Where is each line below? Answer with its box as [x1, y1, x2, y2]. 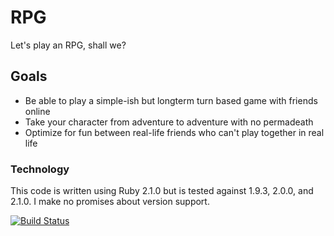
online [24, 105, 51, 117]
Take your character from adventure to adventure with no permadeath [24, 116, 314, 128]
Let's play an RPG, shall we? [10, 39, 127, 51]
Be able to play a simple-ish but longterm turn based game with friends [24, 94, 318, 106]
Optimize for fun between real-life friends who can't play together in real [24, 126, 325, 138]
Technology [10, 162, 70, 176]
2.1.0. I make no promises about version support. [10, 196, 210, 208]
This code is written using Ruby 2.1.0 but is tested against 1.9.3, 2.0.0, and [10, 185, 314, 197]
